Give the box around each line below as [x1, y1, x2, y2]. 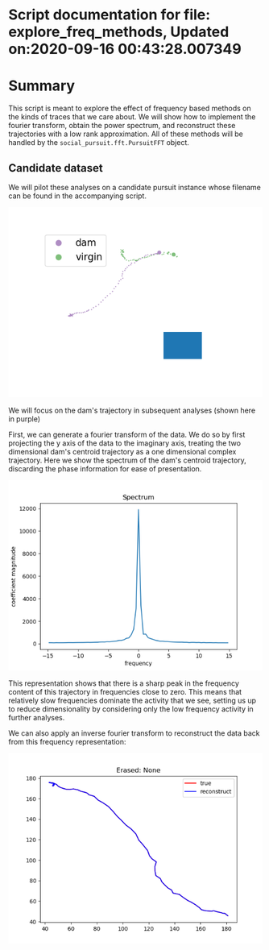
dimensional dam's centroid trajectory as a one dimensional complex [8, 446, 237, 456]
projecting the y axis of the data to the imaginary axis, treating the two [8, 438, 242, 448]
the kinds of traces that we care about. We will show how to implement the [8, 112, 256, 122]
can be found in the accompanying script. [8, 191, 147, 201]
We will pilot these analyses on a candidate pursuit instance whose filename [8, 182, 262, 192]
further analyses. [8, 712, 65, 722]
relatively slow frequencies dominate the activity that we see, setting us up [8, 695, 256, 705]
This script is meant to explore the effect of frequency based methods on [8, 103, 251, 114]
